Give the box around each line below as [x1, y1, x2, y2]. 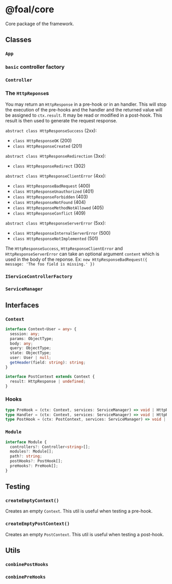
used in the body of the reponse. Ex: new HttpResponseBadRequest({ [5, 256, 147, 262]
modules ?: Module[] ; [10, 449, 54, 454]
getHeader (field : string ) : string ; [10, 360, 86, 365]
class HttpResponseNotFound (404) [12, 199, 86, 205]
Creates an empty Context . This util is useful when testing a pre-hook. [5, 508, 153, 514]
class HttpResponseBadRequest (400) [12, 183, 91, 189]
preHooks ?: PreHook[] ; [10, 463, 58, 468]
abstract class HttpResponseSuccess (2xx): [5, 127, 97, 134]
